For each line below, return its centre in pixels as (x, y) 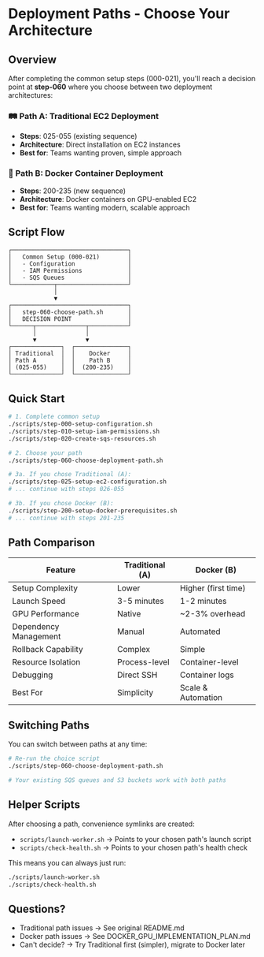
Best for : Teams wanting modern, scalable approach (104, 207)
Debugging (33, 675)
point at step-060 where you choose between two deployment (110, 87)
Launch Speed (39, 601)
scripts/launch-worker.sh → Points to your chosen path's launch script (135, 839)
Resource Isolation (46, 661)
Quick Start (37, 398)
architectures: (31, 95)
